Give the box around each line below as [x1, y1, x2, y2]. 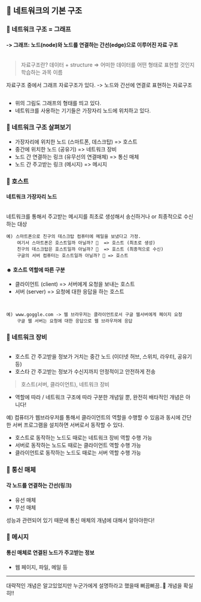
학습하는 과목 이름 [20, 68, 63, 76]
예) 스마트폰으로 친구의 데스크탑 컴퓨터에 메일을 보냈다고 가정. [6, 233, 141, 239]
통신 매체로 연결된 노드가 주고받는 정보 [6, 549, 95, 556]
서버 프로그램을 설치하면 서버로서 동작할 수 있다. [12, 421, 124, 428]
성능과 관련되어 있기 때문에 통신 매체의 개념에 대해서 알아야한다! [6, 516, 155, 524]
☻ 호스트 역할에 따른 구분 [6, 266, 65, 273]
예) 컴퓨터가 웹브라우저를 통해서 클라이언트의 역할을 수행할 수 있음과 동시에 [6, 414, 181, 421]
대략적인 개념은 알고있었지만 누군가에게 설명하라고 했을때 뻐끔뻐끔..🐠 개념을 [6, 582, 182, 589]
